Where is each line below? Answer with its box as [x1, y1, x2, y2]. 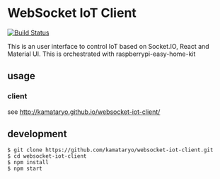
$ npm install [7, 159, 50, 166]
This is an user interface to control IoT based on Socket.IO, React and [7, 42, 210, 50]
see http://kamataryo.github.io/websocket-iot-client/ [7, 108, 161, 116]
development [7, 128, 67, 140]
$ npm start [7, 165, 42, 173]
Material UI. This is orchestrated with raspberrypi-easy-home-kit [7, 50, 196, 58]
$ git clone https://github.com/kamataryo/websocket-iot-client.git [7, 146, 214, 154]
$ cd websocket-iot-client [7, 153, 87, 160]
